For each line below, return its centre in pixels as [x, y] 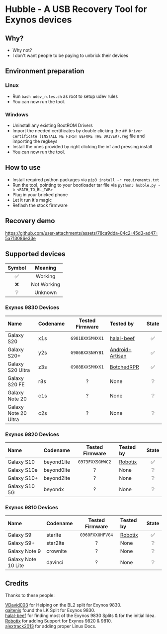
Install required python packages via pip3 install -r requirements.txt [86, 179]
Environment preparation [45, 71]
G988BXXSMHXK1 [87, 367]
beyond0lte [57, 470]
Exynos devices [39, 20]
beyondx [54, 489]
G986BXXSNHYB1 [87, 352]
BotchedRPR [124, 367]
